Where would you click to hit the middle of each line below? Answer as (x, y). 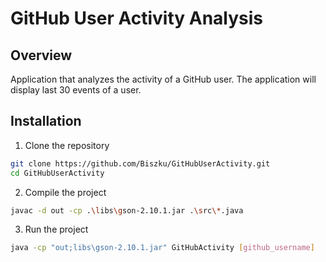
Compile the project (65, 192)
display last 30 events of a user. (76, 90)
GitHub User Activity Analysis (137, 18)
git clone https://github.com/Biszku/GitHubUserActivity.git (140, 163)
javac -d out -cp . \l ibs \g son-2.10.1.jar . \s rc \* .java (127, 210)
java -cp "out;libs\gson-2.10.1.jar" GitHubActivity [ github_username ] (162, 248)
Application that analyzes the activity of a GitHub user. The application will (163, 79)
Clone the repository (67, 145)
